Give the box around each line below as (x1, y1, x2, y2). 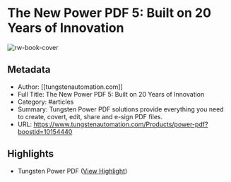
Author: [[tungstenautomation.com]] (17, 83, 124, 91)
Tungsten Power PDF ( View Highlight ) (17, 166, 128, 175)
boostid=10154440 (17, 127, 73, 135)
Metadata (7, 63, 51, 75)
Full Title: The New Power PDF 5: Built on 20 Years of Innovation (17, 90, 205, 98)
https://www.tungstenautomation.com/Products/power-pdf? (33, 120, 208, 128)
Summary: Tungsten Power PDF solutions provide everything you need (17, 104, 224, 114)
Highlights (7, 148, 54, 160)
